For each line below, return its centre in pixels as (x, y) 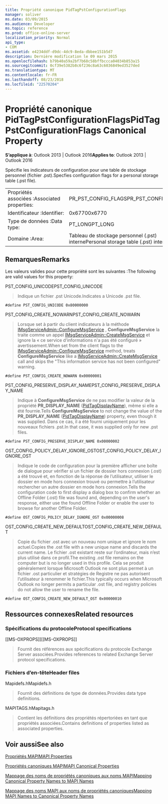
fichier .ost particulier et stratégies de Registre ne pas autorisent (84, 574)
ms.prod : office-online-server (38, 33)
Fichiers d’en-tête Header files (42, 672)
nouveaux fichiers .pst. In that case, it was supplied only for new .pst (87, 427)
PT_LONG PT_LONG (91, 224)
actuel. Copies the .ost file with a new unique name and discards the (87, 547)
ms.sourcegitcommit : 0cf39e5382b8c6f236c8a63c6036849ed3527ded (72, 66)
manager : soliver (23, 15)
